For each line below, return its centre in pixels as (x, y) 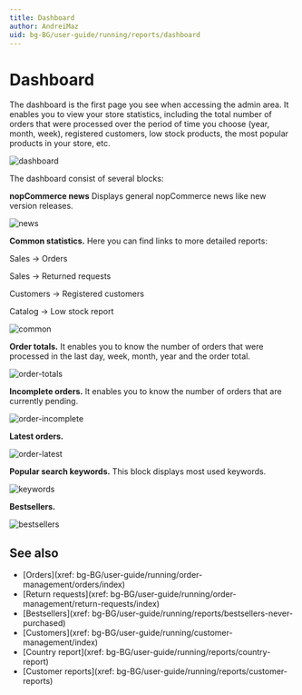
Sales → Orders (39, 259)
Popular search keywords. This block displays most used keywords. (138, 472)
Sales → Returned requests (60, 276)
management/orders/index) (73, 585)
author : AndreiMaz (44, 26)
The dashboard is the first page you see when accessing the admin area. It (149, 104)
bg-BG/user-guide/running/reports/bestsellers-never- (192, 613)
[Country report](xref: (63, 652)
